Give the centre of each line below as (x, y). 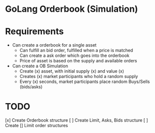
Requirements (34, 32)
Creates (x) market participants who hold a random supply (79, 77)
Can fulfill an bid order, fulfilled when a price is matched (76, 51)
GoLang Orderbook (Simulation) (72, 9)
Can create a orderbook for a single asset (54, 45)
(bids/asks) (31, 87)
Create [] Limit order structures (36, 126)
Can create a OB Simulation (40, 66)
